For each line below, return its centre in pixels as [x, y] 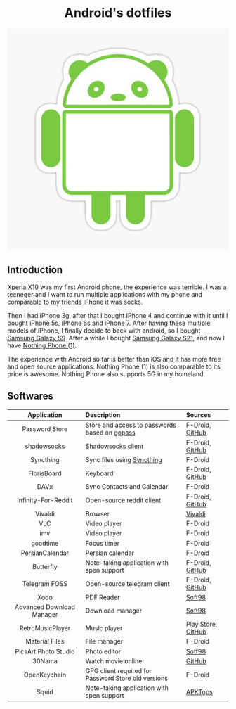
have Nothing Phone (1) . [42, 345]
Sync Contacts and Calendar [127, 487]
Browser [98, 513]
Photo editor [103, 651]
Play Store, [202, 625]
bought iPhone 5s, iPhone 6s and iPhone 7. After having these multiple [109, 323]
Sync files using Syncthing [124, 459]
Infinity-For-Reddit [45, 500]
